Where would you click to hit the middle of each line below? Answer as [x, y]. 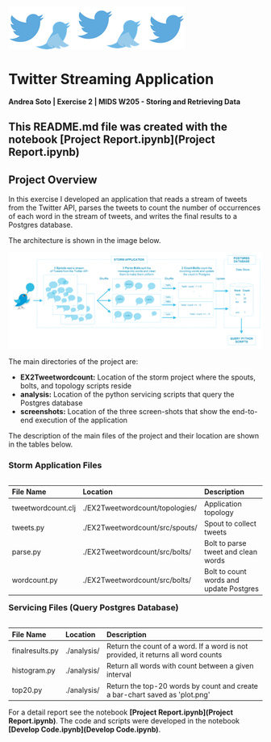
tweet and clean [231, 552]
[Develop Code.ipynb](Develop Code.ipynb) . [85, 730]
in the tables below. [41, 444]
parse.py [27, 552]
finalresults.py [35, 650]
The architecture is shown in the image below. [85, 241]
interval [119, 675]
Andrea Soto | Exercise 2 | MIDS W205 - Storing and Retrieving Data [124, 101]
